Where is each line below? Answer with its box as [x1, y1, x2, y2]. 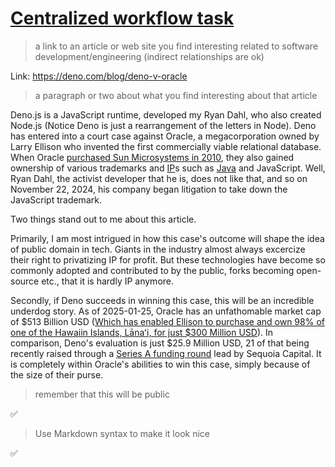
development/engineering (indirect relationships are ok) [34, 50, 265, 62]
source [10, 275, 40, 287]
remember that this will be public [34, 388, 170, 400]
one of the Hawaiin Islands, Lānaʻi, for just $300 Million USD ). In [10, 326, 274, 338]
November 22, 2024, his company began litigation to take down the [10, 183, 288, 195]
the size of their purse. [10, 368, 104, 381]
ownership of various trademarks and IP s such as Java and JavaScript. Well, [10, 162, 326, 174]
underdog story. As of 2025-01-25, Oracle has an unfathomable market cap [10, 305, 322, 317]
